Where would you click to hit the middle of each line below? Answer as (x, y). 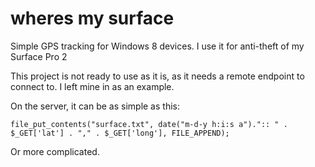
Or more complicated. (55, 151)
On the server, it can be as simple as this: (95, 106)
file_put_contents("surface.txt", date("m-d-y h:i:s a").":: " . (149, 124)
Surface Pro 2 (39, 56)
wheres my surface (92, 18)
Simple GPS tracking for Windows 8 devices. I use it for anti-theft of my (157, 46)
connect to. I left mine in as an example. (92, 86)
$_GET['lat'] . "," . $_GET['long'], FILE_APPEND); (120, 133)
